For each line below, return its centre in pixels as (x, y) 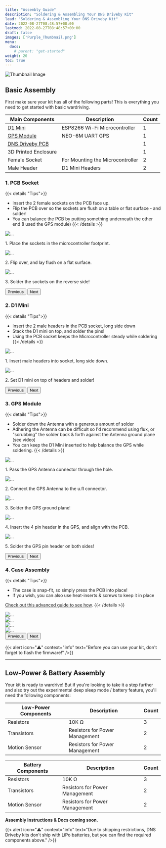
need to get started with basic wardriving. (48, 107)
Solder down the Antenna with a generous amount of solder (73, 424)
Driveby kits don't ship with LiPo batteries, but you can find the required (78, 835)
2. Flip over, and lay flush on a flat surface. (48, 262)
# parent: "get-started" (40, 51)
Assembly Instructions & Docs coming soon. (52, 820)
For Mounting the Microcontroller (100, 160)
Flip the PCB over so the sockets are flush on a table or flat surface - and (86, 208)
